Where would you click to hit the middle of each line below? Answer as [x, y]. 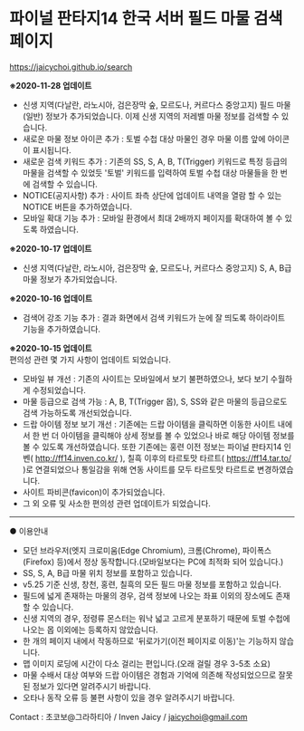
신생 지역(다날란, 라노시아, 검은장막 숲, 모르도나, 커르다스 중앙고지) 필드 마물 [157, 104]
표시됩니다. [52, 149]
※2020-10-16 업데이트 [51, 298]
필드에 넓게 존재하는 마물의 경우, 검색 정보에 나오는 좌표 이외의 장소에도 [148, 595]
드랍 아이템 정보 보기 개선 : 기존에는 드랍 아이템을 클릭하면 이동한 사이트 [149, 424]
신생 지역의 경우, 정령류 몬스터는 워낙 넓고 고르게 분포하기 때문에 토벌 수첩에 [157, 618]
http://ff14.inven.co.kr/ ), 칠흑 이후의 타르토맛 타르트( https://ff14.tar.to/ [163, 457]
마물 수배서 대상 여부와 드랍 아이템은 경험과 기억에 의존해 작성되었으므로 [149, 675]
